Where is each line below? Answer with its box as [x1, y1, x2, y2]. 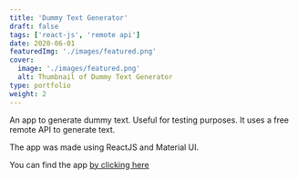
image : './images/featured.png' [17, 65, 141, 74]
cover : [9, 55, 35, 65]
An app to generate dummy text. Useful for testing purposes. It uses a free [9, 114, 290, 125]
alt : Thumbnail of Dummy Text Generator [17, 73, 173, 82]
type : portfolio [9, 81, 71, 90]
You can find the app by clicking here [9, 159, 149, 170]
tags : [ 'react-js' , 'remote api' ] [9, 30, 141, 39]
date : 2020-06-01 [9, 38, 76, 48]
